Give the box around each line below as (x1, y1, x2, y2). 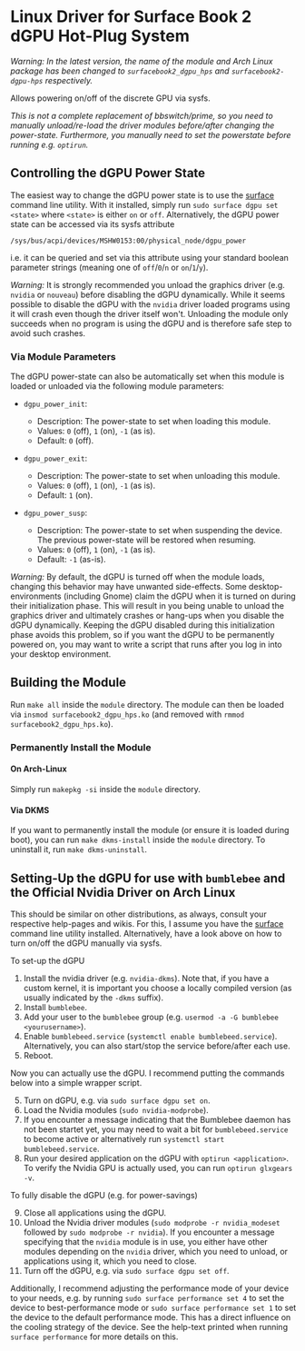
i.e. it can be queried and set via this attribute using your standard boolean (10, 252, 290, 263)
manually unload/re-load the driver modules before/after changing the (10, 120, 275, 131)
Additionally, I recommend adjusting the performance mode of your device (10, 1283, 290, 1294)
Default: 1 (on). (36, 490, 93, 501)
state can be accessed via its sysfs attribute (10, 218, 175, 229)
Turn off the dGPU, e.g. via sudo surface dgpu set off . (23, 1266, 230, 1276)
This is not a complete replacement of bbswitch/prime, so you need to (10, 110, 273, 121)
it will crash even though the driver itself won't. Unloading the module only (10, 308, 289, 319)
